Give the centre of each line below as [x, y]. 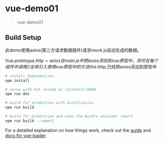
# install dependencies [30, 76]
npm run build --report [30, 121]
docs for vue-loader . [26, 135]
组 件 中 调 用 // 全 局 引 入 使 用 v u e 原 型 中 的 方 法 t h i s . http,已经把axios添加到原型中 [81, 66]
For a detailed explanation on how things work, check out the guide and [78, 130]
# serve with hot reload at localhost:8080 [51, 89]
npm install [17, 81]
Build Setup [23, 38]
